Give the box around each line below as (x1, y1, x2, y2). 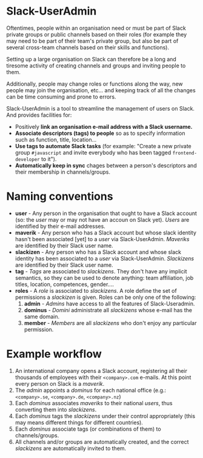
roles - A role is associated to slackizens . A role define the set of (15, 287, 177, 294)
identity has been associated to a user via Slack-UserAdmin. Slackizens (15, 255, 195, 262)
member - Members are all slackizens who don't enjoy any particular (24, 319, 197, 326)
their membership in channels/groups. (15, 168, 111, 176)
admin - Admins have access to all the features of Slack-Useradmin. (24, 299, 195, 307)
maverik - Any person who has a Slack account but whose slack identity (15, 229, 197, 236)
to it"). (41, 155, 57, 162)
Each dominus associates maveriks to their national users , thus (15, 399, 173, 406)
